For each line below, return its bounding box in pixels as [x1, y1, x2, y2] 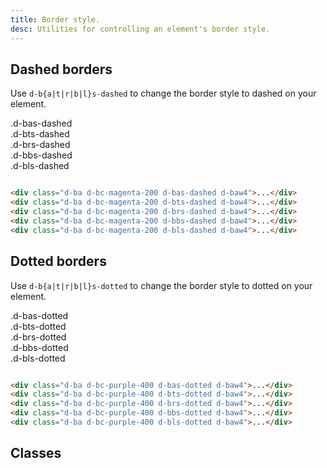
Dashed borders [10, 61, 113, 78]
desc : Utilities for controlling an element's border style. [10, 24, 271, 34]
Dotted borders [10, 253, 107, 270]
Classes [10, 445, 62, 462]
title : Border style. [10, 14, 101, 25]
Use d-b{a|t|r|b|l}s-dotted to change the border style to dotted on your [10, 279, 313, 291]
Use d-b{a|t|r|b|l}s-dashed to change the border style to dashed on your [10, 87, 317, 100]
